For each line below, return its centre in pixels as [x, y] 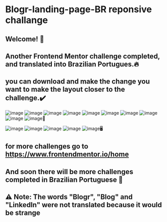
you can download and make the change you [78, 82]
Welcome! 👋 [25, 39]
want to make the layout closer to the [65, 89]
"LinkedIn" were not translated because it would [83, 205]
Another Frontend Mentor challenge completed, [83, 56]
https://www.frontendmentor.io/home [67, 155]
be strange [23, 213]
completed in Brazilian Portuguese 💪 [64, 179]
